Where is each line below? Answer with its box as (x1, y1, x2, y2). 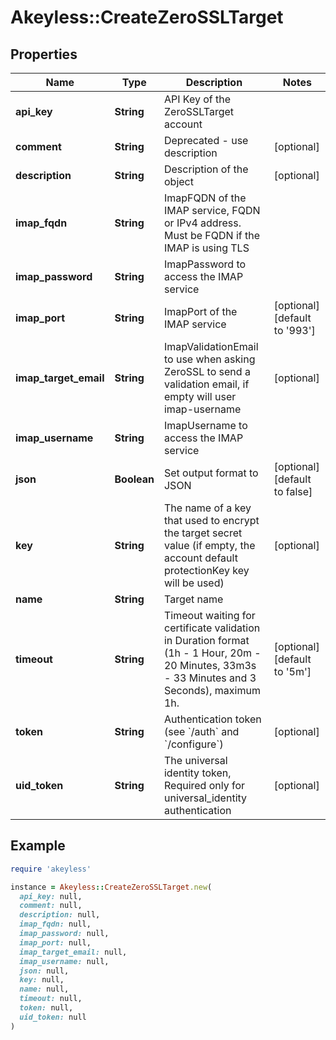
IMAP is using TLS (163, 241, 250, 255)
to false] (273, 485, 313, 498)
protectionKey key (163, 564, 250, 577)
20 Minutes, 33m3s (163, 659, 257, 672)
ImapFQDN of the (163, 191, 247, 205)
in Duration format (163, 634, 250, 647)
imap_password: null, (19, 929, 110, 939)
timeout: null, (19, 994, 83, 1004)
